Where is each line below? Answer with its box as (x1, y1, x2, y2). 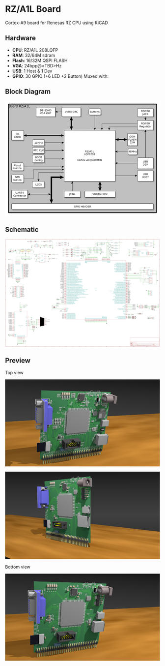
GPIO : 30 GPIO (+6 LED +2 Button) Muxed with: (12, 73, 109, 79)
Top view (5, 369, 24, 375)
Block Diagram (5, 88, 51, 96)
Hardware (5, 34, 36, 42)
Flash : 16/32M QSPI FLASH (12, 58, 68, 63)
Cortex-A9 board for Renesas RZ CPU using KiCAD (5, 20, 108, 26)
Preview (5, 357, 31, 365)
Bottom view (5, 564, 30, 570)
